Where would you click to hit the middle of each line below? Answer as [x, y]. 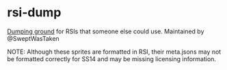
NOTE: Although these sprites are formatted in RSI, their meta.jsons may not [114, 52]
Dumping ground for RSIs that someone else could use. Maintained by [106, 31]
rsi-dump [34, 13]
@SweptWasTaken [33, 38]
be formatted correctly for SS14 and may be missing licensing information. [112, 58]
